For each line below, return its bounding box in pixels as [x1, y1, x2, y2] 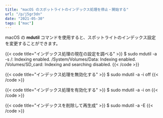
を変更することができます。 [5, 41, 61, 47]
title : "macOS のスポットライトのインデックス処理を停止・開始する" [5, 7, 129, 12]
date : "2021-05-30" [5, 16, 45, 21]
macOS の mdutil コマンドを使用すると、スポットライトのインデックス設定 [5, 34, 156, 40]
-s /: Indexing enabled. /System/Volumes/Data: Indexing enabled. [5, 56, 136, 62]
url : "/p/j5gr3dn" [5, 12, 42, 17]
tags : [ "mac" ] [5, 20, 34, 26]
